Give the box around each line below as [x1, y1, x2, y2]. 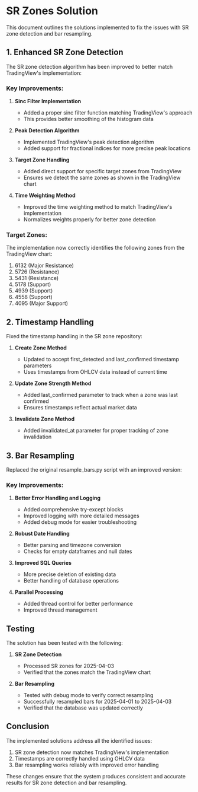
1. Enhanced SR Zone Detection [6, 47, 124, 58]
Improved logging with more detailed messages [23, 512, 140, 520]
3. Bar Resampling [6, 450, 75, 460]
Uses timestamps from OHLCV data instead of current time [23, 368, 167, 376]
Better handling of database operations [23, 577, 119, 584]
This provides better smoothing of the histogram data [23, 116, 154, 123]
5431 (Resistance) [14, 275, 59, 282]
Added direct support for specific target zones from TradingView [23, 168, 182, 175]
